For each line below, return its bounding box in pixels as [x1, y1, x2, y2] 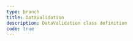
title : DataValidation [6, 14, 64, 20]
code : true [6, 25, 34, 32]
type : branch [6, 8, 40, 15]
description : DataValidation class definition [6, 20, 127, 26]
